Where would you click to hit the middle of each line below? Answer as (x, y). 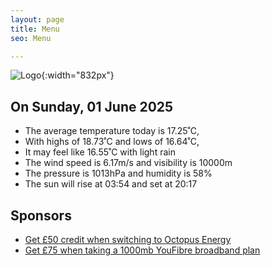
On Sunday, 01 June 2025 (92, 106)
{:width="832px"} (78, 75)
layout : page (37, 19)
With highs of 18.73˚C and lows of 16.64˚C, (112, 142)
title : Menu (35, 29)
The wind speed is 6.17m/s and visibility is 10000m (128, 163)
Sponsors (41, 215)
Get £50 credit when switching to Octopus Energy (128, 239)
